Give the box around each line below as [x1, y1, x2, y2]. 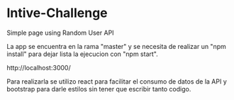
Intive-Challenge [6, 5, 108, 21]
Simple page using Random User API [6, 28, 114, 37]
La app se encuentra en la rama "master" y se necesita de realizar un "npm [6, 42, 226, 50]
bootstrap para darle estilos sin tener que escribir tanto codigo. [6, 84, 191, 93]
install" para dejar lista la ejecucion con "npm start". [6, 50, 158, 58]
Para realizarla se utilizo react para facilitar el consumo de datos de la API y [6, 77, 228, 86]
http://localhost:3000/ [6, 63, 72, 72]
